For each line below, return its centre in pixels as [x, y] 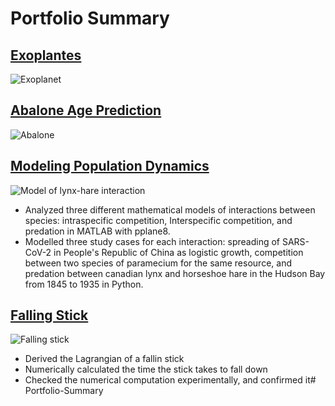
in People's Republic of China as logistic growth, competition [178, 252]
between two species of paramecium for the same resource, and [158, 263]
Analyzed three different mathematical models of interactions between [170, 209]
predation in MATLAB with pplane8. [97, 231]
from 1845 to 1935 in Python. [84, 284]
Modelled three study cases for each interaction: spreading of [152, 241]
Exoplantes [46, 55]
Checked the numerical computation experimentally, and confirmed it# [170, 380]
